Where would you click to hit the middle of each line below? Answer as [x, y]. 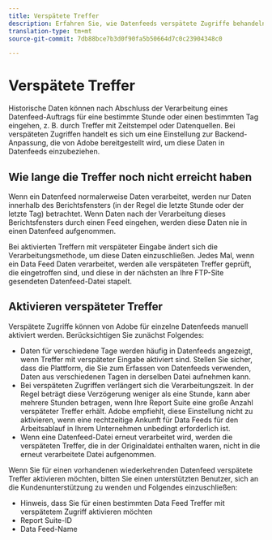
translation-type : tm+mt [50, 31]
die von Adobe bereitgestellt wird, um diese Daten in [137, 143]
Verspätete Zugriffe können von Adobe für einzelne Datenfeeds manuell [128, 326]
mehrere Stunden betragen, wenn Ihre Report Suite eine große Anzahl [136, 402]
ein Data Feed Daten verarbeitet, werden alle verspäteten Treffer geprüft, [130, 264]
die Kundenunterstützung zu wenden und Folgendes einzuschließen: [123, 487]
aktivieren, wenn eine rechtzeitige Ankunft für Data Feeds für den [129, 420]
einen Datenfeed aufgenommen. [62, 231]
